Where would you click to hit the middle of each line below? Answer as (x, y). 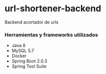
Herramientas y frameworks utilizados (52, 35)
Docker (19, 56)
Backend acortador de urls (31, 22)
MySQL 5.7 (23, 51)
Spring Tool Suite (29, 66)
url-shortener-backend (53, 9)
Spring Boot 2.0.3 (29, 61)
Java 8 (18, 46)
